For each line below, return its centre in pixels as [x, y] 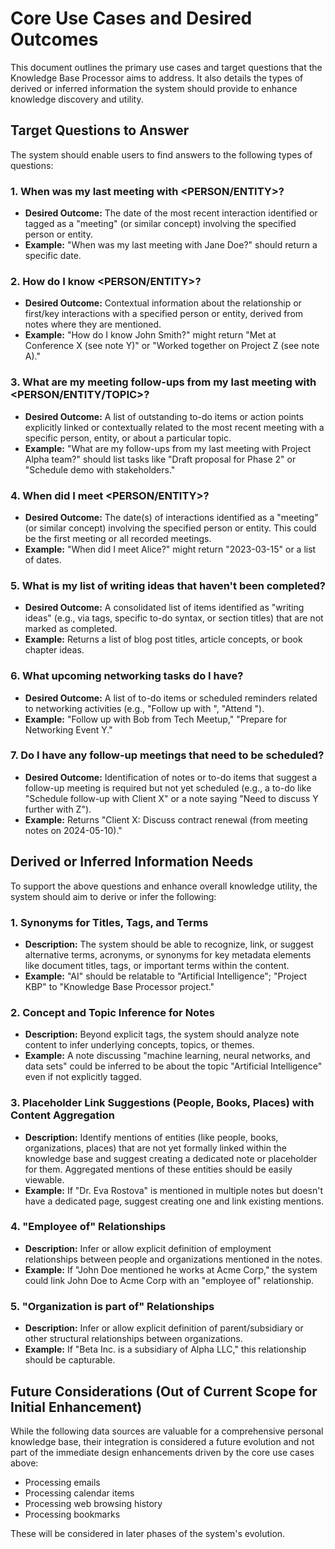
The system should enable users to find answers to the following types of [161, 154]
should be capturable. [70, 1360]
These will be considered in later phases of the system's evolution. [148, 1533]
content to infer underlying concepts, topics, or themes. [139, 1045]
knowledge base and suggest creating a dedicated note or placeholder [171, 1158]
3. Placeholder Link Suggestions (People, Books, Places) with [162, 1103]
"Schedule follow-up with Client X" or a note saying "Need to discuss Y [171, 798]
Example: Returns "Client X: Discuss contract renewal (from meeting [166, 819]
